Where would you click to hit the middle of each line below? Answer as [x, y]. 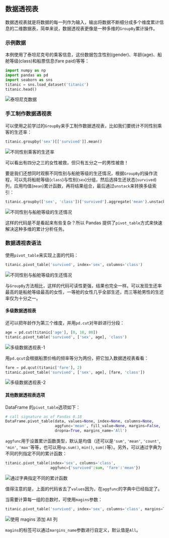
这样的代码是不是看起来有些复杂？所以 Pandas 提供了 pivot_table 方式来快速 [84, 223]
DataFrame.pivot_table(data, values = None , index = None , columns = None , [80, 421]
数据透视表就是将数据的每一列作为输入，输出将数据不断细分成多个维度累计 [82, 22]
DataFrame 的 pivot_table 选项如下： [43, 407]
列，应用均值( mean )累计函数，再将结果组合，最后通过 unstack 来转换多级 [79, 186]
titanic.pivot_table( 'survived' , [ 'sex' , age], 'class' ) [66, 337]
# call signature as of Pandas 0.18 [44, 417]
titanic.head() [21, 89]
